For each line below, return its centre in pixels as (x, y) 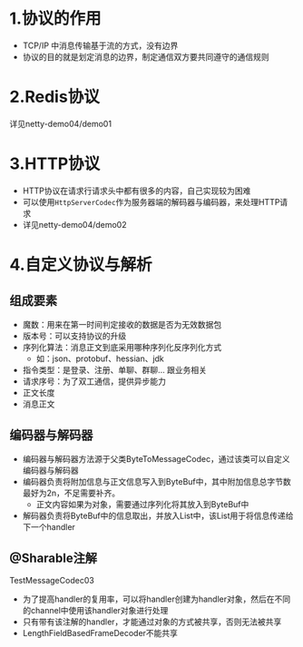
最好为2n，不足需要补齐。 (71, 493)
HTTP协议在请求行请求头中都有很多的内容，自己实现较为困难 (137, 191)
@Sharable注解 (54, 559)
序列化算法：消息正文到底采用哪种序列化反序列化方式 (122, 347)
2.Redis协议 (54, 97)
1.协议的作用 (55, 19)
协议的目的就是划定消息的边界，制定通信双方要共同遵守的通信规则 (146, 56)
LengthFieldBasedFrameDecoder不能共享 (100, 633)
